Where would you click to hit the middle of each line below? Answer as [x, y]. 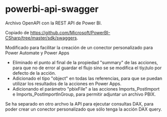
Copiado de [17, 32]
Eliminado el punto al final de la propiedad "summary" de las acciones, [85, 62]
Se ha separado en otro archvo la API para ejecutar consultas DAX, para [79, 104]
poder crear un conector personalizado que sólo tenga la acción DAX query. [84, 109]
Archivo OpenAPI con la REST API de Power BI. [53, 23]
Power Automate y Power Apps [37, 53]
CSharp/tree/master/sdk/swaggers [41, 38]
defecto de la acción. [34, 73]
